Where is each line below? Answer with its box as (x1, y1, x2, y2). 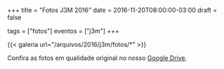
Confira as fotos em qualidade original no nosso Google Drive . (7, 54, 187, 62)
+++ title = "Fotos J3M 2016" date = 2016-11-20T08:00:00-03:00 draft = (7, 6, 218, 14)
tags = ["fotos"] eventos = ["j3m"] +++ (7, 27, 119, 35)
